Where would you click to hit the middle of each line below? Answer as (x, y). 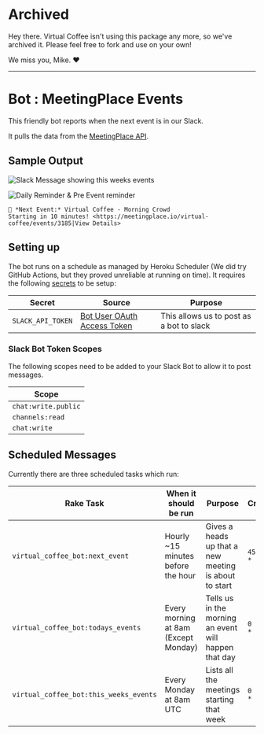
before (177, 566)
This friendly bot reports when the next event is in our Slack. (106, 120)
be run (181, 513)
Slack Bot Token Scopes (55, 349)
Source (117, 302)
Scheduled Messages (62, 455)
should (181, 503)
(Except (179, 637)
